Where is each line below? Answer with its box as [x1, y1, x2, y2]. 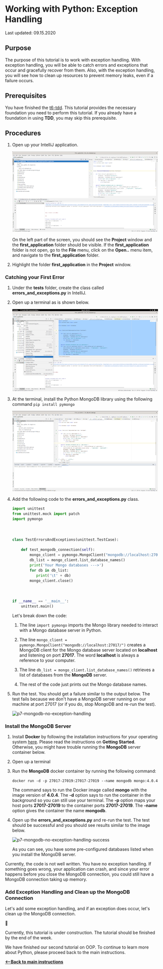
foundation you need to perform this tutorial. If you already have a [5, 110, 137, 115]
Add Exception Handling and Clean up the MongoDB [5, 888, 130, 895]
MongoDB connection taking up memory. [5, 877, 87, 882]
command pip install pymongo [12, 402, 75, 407]
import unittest [12, 506, 45, 512]
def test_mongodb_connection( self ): [21, 548, 95, 552]
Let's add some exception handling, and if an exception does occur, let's [5, 906, 150, 912]
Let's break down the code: [12, 612, 67, 619]
